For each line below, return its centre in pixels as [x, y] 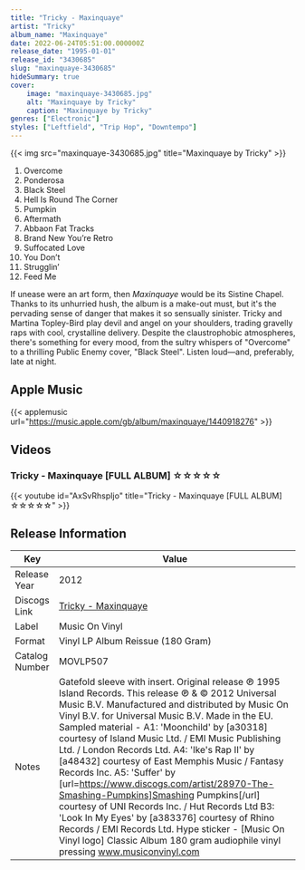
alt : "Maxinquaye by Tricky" [81, 102]
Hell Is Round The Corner [71, 199]
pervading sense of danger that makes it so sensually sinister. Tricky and [147, 313]
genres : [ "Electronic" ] [55, 119]
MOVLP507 [84, 662]
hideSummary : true [45, 77]
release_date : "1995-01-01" [63, 52]
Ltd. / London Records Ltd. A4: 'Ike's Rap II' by [157, 750]
